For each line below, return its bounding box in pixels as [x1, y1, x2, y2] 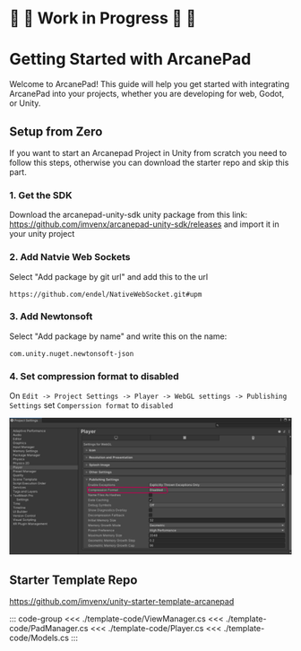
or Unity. [9, 98, 41, 108]
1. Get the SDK [9, 188, 73, 201]
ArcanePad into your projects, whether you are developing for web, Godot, [9, 89, 285, 100]
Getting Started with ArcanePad [9, 49, 252, 70]
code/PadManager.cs [9, 623, 89, 634]
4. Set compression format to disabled [9, 369, 179, 382]
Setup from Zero [9, 124, 103, 139]
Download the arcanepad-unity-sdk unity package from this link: [9, 210, 248, 221]
